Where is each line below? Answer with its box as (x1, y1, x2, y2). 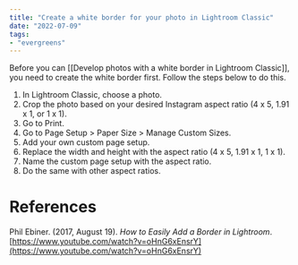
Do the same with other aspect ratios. (21, 166, 161, 176)
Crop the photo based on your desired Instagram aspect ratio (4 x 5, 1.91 (21, 99, 290, 110)
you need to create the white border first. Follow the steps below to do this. (9, 73, 286, 83)
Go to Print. (21, 118, 64, 129)
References (9, 197, 97, 218)
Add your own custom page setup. (21, 137, 150, 148)
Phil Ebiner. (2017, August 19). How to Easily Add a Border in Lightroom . (9, 227, 273, 237)
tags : (9, 30, 30, 38)
